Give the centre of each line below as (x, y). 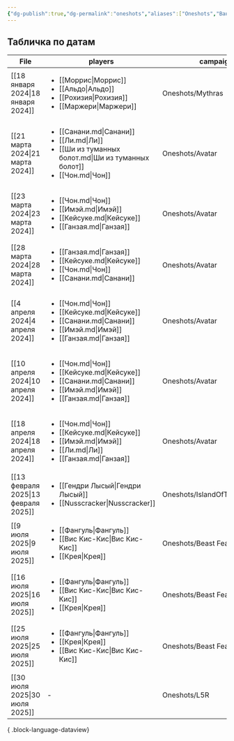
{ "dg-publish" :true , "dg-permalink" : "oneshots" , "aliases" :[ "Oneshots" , (112, 14)
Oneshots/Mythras (193, 93)
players (101, 61)
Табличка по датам (51, 42)
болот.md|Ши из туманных (104, 158)
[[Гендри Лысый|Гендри (100, 486)
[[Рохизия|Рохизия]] (93, 98)
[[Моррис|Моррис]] (93, 80)
